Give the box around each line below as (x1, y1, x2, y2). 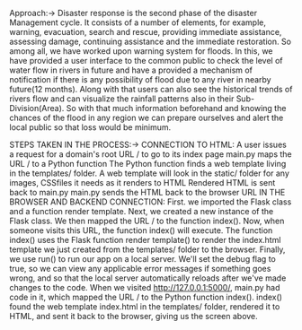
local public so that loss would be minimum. (9, 122, 172, 133)
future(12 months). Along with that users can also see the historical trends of (9, 84, 293, 94)
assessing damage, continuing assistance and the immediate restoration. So (9, 36, 292, 47)
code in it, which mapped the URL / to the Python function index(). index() (9, 291, 283, 302)
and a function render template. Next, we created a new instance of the (9, 206, 274, 216)
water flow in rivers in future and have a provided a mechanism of (9, 65, 253, 75)
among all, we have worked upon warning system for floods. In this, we (9, 46, 273, 56)
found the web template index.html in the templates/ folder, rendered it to (9, 301, 280, 312)
